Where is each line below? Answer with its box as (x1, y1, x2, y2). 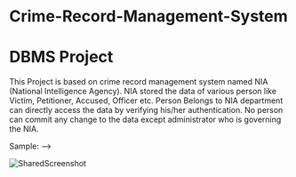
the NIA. (9, 124, 39, 134)
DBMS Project (9, 47, 114, 68)
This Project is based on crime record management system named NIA (9, 76, 268, 87)
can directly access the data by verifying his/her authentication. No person (9, 105, 284, 116)
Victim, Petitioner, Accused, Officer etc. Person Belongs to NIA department (9, 95, 284, 106)
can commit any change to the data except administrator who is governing (9, 114, 282, 125)
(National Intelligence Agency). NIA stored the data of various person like (9, 86, 277, 97)
